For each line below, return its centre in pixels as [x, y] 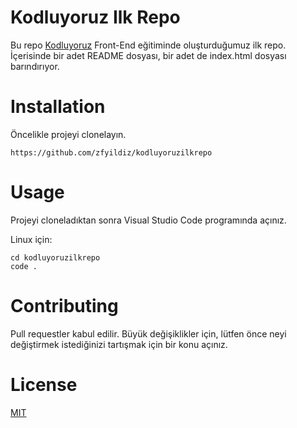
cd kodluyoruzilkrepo [55, 257]
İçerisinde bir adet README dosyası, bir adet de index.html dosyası [148, 55]
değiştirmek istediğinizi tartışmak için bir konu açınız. [119, 344]
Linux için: [31, 239]
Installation [58, 107]
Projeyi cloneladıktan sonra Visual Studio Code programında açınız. [148, 220]
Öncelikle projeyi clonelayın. [68, 134]
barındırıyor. [35, 66]
